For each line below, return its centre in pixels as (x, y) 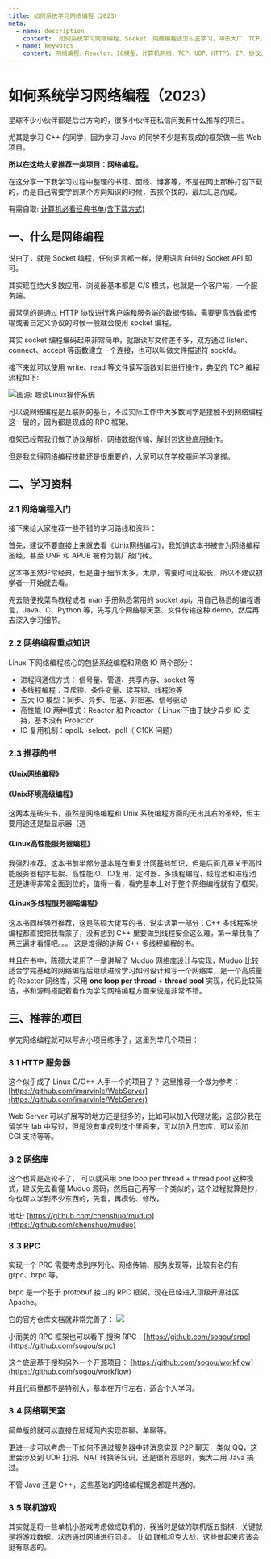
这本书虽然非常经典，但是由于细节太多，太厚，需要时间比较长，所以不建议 (132, 573)
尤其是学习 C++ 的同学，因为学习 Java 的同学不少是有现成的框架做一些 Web (135, 137)
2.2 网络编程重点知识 (49, 643)
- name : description (50, 31)
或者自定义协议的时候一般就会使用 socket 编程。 (95, 322)
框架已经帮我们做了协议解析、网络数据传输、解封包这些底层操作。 (118, 438)
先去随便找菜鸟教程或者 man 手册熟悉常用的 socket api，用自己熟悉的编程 (131, 600)
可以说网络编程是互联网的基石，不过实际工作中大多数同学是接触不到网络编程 (135, 411)
